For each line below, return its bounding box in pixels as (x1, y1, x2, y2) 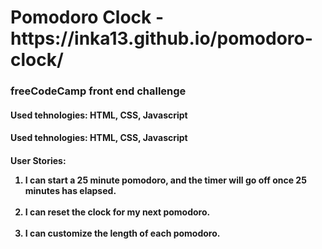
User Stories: (10, 154, 67, 166)
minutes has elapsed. (24, 184, 117, 196)
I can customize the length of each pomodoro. (24, 227, 221, 239)
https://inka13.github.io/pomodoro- (10, 27, 313, 50)
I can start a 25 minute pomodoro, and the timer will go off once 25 (24, 174, 307, 186)
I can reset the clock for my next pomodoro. (24, 206, 211, 218)
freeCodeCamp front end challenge (10, 84, 187, 98)
